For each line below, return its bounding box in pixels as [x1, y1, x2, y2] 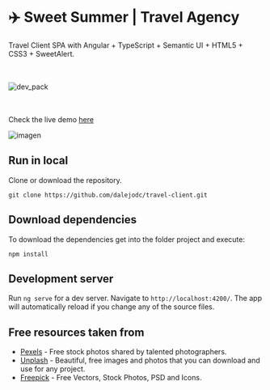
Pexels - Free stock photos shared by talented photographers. [19, 347, 227, 357]
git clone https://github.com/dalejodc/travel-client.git [8, 191, 208, 199]
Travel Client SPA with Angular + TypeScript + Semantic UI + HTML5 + [8, 40, 243, 50]
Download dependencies [8, 213, 137, 227]
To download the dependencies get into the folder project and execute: [8, 234, 245, 244]
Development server [8, 272, 114, 286]
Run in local [8, 154, 69, 167]
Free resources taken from [8, 325, 145, 339]
